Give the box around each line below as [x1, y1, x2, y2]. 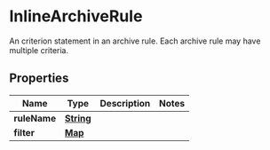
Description [99, 97, 151, 109]
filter [13, 126, 36, 138]
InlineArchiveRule [9, 6, 143, 27]
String [64, 112, 91, 124]
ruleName [13, 112, 56, 124]
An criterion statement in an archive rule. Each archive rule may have [9, 36, 261, 46]
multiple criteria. [9, 44, 69, 55]
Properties [9, 71, 69, 86]
